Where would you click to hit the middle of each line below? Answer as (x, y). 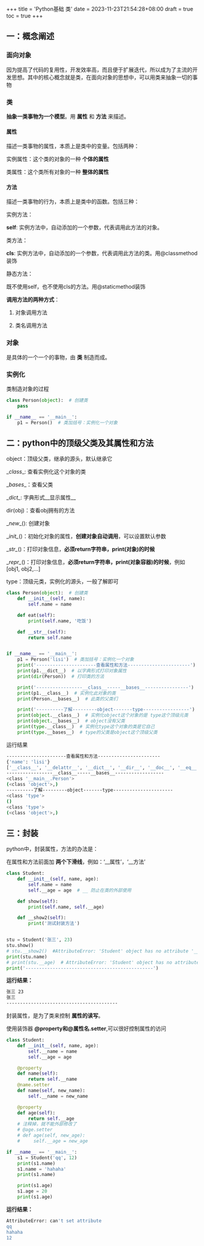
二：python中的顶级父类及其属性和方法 (80, 443)
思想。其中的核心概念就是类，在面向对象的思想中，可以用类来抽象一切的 (102, 77)
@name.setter (34, 1085)
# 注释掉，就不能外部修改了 (47, 1124)
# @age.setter (35, 1130)
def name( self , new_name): (51, 1091)
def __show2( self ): (42, 918)
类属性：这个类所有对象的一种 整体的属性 (58, 172)
